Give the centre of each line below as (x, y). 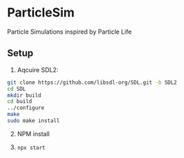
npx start (31, 148)
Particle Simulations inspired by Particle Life (70, 32)
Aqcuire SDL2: (38, 69)
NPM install (33, 134)
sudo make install (33, 121)
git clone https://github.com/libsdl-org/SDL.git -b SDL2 (92, 82)
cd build (20, 102)
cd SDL (17, 89)
